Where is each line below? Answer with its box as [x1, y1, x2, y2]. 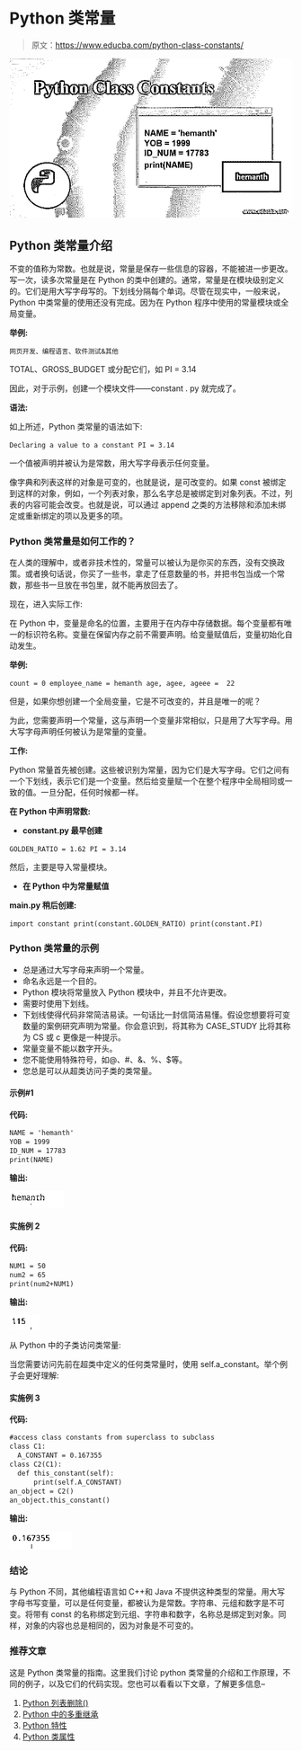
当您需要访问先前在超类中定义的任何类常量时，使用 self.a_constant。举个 [9, 1358, 280, 1369]
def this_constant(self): [17, 1469, 115, 1479]
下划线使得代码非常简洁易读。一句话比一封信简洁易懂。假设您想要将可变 [22, 1009, 290, 1020]
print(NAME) [9, 1155, 54, 1164]
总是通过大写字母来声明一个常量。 [22, 964, 149, 975]
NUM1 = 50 [9, 1261, 47, 1270]
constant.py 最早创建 [22, 825, 103, 836]
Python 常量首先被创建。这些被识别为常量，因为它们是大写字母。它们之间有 [9, 765, 290, 776]
